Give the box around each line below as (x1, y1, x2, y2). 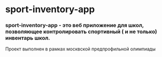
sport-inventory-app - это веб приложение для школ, (5, 22, 144, 29)
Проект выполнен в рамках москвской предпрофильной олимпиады (5, 46, 156, 52)
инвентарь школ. (5, 35, 50, 42)
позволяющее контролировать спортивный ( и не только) (5, 28, 157, 35)
